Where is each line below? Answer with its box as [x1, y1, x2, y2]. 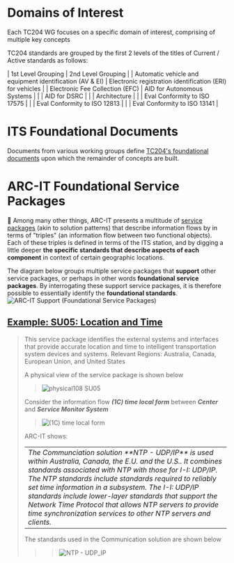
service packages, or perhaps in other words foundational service [7, 273, 199, 283]
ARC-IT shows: [24, 431, 68, 440]
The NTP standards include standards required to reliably [27, 473, 217, 483]
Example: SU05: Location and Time [7, 317, 163, 328]
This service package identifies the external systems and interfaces [24, 335, 219, 343]
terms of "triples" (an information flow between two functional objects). [7, 231, 212, 239]
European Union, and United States [24, 357, 125, 365]
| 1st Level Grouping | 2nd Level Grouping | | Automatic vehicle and [7, 70, 199, 78]
